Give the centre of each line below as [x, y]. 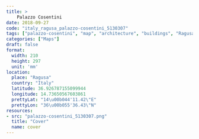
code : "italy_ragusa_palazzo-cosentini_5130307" [67, 28]
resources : [20, 111]
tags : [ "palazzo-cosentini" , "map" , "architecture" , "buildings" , [90, 34]
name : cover [26, 127]
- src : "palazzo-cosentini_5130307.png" [57, 116]
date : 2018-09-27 [28, 22]
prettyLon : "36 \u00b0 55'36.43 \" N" [54, 105]
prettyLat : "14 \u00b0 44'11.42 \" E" [54, 99]
